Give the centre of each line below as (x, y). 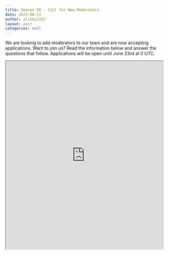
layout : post (19, 24)
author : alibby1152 (25, 19)
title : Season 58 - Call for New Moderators (52, 10)
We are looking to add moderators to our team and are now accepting (77, 43)
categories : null (23, 29)
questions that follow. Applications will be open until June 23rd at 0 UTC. (80, 54)
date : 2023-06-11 (23, 15)
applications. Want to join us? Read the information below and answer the (81, 48)
